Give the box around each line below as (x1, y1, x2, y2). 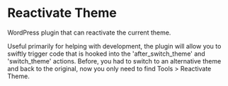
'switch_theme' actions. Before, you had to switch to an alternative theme (7, 56, 222, 65)
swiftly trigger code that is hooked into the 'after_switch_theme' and (7, 49, 205, 58)
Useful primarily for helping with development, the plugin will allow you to (7, 42, 222, 50)
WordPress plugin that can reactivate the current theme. (7, 28, 171, 37)
